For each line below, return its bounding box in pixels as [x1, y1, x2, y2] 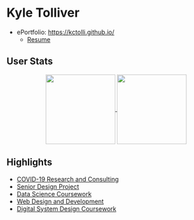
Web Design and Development [16, 197, 104, 205]
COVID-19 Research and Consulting [16, 175, 119, 183]
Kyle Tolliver [6, 5, 80, 21]
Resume [26, 35, 51, 43]
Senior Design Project [16, 182, 79, 191]
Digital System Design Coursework [16, 204, 117, 213]
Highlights [6, 157, 53, 168]
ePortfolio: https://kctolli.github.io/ [16, 28, 115, 36]
